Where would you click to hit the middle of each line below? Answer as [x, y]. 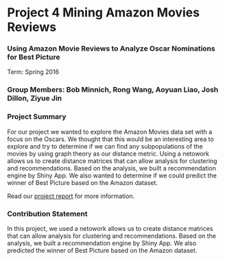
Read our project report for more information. [71, 196]
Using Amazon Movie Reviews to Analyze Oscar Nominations [111, 49]
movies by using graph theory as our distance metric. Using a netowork [108, 153]
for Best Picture [34, 58]
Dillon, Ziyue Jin [35, 99]
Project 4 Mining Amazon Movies [104, 13]
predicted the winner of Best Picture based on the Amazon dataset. [102, 250]
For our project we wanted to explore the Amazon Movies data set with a [110, 132]
